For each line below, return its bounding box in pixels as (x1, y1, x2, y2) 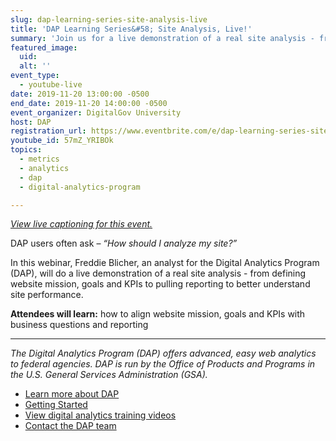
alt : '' (19, 61, 52, 71)
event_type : (10, 71, 60, 81)
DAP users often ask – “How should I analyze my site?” (10, 237, 238, 250)
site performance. (10, 289, 84, 301)
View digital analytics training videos (24, 409, 177, 421)
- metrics (19, 154, 60, 164)
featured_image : (10, 42, 78, 53)
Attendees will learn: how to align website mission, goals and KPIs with (10, 308, 306, 320)
